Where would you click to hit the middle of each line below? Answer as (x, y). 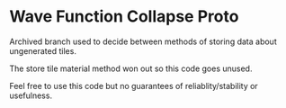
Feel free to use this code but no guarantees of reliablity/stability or (134, 85)
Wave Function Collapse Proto (124, 17)
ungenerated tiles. (43, 50)
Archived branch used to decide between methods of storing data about (143, 41)
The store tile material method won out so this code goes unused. (131, 68)
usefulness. (31, 95)
